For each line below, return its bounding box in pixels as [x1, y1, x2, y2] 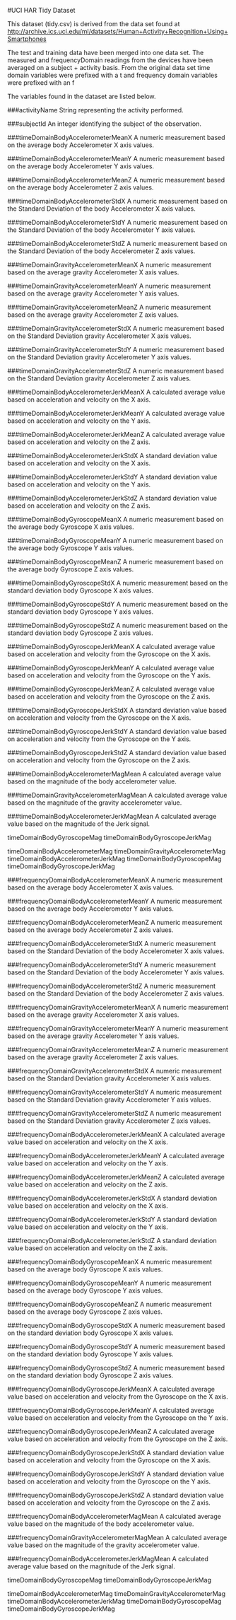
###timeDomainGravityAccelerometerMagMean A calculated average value [7, 791, 228, 799]
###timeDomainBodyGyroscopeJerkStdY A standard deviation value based [7, 728, 228, 735]
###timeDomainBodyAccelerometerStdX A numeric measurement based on [7, 197, 228, 205]
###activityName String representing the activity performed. [7, 106, 184, 114]
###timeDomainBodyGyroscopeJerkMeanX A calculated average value [7, 643, 216, 651]
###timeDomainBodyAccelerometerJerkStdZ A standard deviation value [7, 494, 218, 502]
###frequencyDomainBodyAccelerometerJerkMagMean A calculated [7, 1555, 208, 1563]
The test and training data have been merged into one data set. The [7, 49, 204, 57]
